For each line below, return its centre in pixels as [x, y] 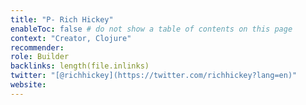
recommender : [37, 47]
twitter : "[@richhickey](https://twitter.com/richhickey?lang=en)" [154, 76]
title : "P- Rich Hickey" [62, 19]
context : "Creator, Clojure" [71, 38]
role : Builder [40, 57]
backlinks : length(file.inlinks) [80, 66]
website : [28, 85]
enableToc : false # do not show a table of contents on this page [151, 29]
